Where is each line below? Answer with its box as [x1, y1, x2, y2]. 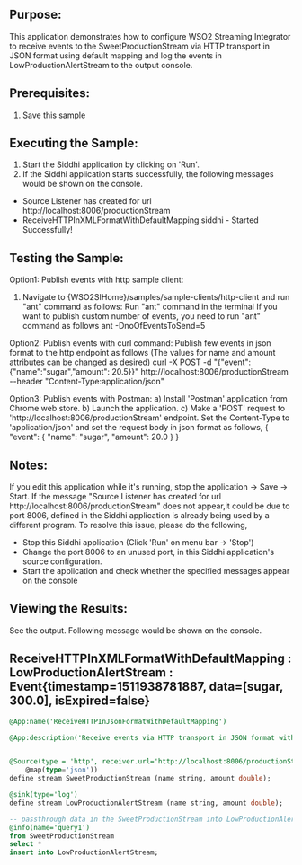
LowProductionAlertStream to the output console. [9, 59, 193, 70]
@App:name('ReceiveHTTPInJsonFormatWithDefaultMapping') [9, 717, 227, 726]
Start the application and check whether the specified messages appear [22, 566, 290, 577]
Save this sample [22, 110, 86, 120]
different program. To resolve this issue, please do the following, [9, 520, 248, 531]
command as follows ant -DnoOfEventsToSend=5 [22, 321, 206, 331]
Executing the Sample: [9, 136, 139, 151]
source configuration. [22, 556, 102, 567]
